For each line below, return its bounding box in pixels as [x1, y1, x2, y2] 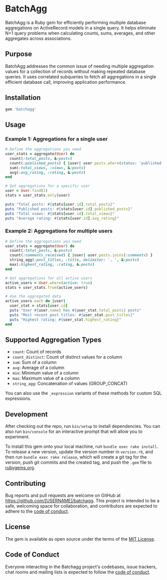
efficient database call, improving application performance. [5, 79, 127, 85]
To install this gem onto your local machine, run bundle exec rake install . [5, 443, 159, 449]
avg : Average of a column [12, 365, 65, 371]
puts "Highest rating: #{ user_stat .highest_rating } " [9, 317, 122, 322]
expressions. [5, 395, 31, 401]
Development [5, 410, 48, 418]
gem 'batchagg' [5, 107, 37, 112]
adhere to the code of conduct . [5, 508, 69, 514]
